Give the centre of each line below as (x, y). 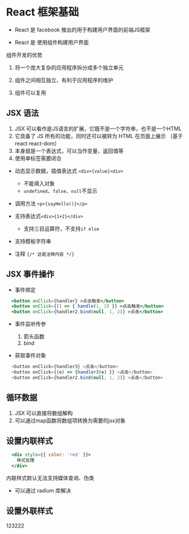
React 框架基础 (43, 12)
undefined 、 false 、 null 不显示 (60, 191)
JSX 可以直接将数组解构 (44, 413)
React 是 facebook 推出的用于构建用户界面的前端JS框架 (82, 30)
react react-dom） (37, 143)
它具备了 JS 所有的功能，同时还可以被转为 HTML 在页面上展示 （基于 (99, 136)
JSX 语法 (23, 113)
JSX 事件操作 (30, 274)
